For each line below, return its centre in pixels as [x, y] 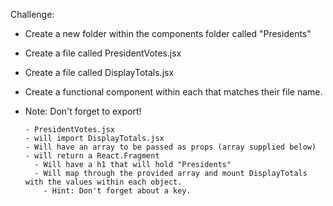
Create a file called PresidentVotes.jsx [103, 53]
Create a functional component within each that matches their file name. [173, 92]
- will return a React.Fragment [92, 156]
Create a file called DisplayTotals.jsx [99, 72]
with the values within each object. [103, 182]
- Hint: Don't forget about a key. [117, 191]
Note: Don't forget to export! [83, 111]
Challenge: [32, 14]
